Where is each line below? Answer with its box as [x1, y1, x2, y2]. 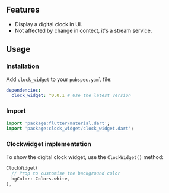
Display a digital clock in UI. [14, 20, 82, 27]
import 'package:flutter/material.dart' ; [6, 120, 110, 126]
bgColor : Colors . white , [11, 176, 70, 182]
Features [6, 5, 40, 15]
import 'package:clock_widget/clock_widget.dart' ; [6, 126, 134, 132]
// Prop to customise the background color [11, 170, 120, 176]
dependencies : [6, 87, 42, 93]
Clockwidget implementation [6, 140, 92, 148]
